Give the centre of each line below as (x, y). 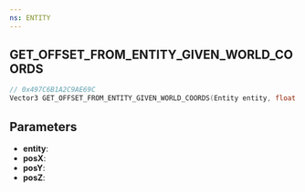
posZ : (34, 177)
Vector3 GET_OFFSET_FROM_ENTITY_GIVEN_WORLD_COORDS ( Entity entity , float (153, 98)
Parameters (43, 127)
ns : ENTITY (30, 18)
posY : (34, 168)
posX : (34, 158)
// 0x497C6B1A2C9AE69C (53, 90)
